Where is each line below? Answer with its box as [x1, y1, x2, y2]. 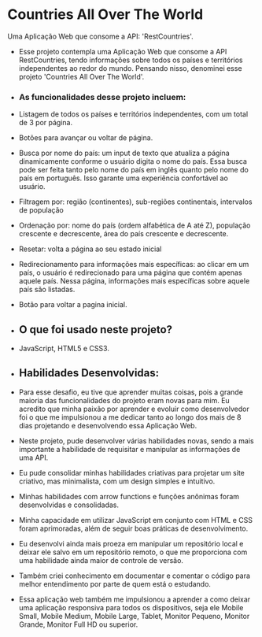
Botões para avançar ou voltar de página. [18, 133, 153, 143]
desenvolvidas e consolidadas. [18, 500, 120, 509]
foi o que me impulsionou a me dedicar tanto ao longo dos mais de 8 [18, 412, 242, 422]
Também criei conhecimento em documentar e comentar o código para [18, 571, 251, 580]
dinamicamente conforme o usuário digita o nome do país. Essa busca [18, 157, 247, 166]
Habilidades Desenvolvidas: [18, 366, 160, 380]
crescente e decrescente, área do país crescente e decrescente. [18, 229, 229, 239]
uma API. [18, 453, 49, 462]
